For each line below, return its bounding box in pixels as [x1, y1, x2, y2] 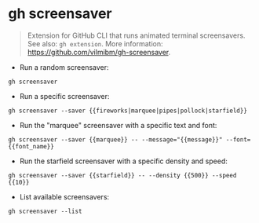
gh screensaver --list [8, 207, 82, 215]
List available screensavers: [19, 192, 110, 201]
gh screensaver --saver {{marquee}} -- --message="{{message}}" [8, 135, 223, 144]
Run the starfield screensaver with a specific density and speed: [19, 156, 228, 166]
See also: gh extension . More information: [27, 38, 163, 48]
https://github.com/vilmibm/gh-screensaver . [27, 47, 171, 57]
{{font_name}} [8, 142, 55, 150]
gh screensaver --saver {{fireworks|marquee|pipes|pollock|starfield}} [8, 107, 247, 115]
